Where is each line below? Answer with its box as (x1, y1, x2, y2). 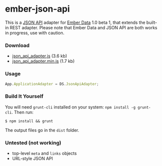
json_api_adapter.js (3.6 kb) (12, 53, 67, 59)
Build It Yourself (5, 93, 44, 100)
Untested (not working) (5, 139, 62, 146)
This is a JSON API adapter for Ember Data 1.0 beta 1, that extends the (5, 19, 145, 25)
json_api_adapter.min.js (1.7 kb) (12, 58, 75, 64)
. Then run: (11, 109, 34, 115)
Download (5, 42, 30, 49)
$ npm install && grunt (5, 118, 54, 124)
